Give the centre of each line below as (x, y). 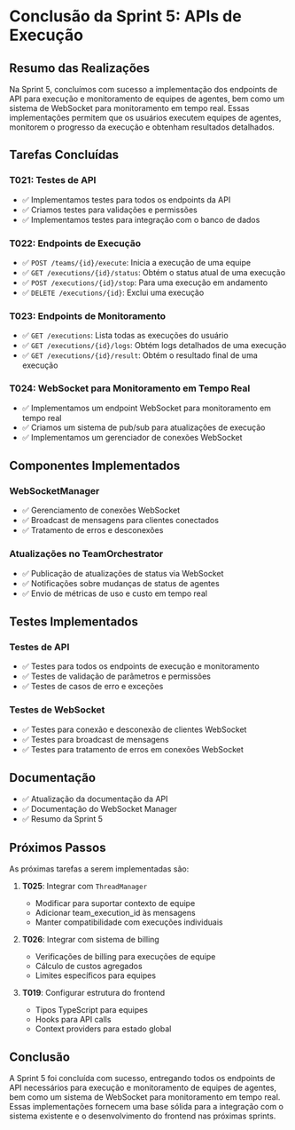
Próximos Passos (58, 847)
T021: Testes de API (53, 180)
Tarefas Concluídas (64, 155)
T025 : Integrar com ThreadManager (85, 887)
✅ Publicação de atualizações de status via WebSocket (123, 573)
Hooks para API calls (73, 1020)
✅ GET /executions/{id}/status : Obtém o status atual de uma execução (154, 272)
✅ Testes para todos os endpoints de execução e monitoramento (140, 666)
